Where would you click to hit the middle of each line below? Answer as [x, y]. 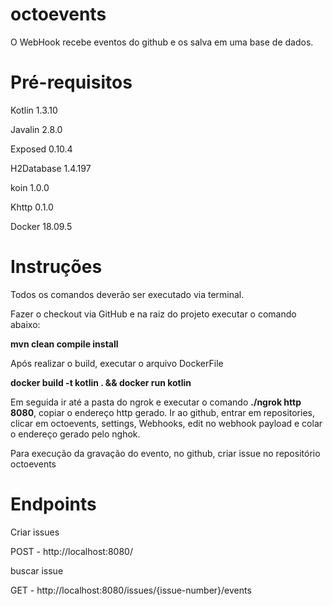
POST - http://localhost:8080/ [71, 551]
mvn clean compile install [64, 344]
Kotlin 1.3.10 [34, 110]
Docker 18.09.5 [41, 226]
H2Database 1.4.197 [51, 168]
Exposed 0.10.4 [41, 149]
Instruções [56, 267]
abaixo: [25, 324]
